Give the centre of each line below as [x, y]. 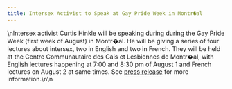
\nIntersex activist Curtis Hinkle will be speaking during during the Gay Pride [116, 33]
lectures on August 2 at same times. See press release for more [98, 71]
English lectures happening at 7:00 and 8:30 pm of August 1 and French [109, 64]
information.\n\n [30, 79]
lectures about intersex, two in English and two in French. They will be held [114, 48]
